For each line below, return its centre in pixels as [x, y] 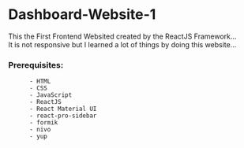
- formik [43, 123]
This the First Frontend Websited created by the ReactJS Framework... [122, 36]
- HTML [40, 81]
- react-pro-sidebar [63, 116]
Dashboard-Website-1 [82, 15]
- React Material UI [63, 109]
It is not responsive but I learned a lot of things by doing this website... [122, 44]
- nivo [40, 130]
